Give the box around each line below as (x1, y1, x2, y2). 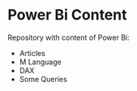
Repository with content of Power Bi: (7, 32, 131, 42)
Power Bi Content (7, 6, 127, 24)
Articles (19, 48, 45, 58)
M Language (19, 57, 62, 67)
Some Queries (19, 74, 68, 84)
